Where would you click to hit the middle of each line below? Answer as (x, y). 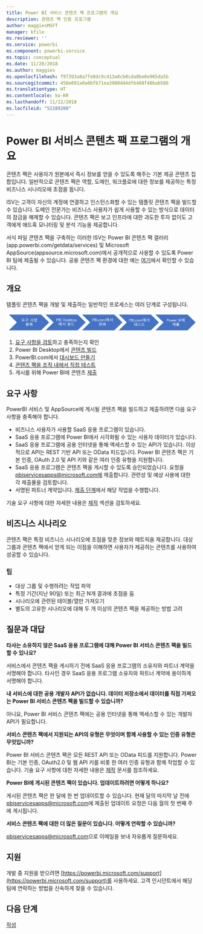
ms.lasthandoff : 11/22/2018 (42, 102)
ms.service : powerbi (32, 45)
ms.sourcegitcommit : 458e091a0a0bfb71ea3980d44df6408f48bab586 (88, 83)
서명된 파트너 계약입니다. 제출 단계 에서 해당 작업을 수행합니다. (88, 490)
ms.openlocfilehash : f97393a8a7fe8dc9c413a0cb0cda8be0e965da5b (88, 76)
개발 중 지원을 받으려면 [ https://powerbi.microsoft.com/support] (84, 873)
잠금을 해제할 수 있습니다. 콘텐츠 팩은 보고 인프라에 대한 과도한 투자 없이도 (99, 217)
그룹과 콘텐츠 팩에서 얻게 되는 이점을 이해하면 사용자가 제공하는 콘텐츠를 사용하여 (101, 546)
